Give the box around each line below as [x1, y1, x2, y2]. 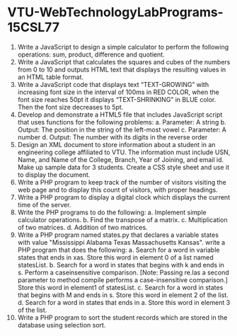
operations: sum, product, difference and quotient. [17, 50, 165, 59]
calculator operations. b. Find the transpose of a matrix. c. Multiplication [17, 215, 228, 224]
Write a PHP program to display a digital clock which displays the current [17, 192, 231, 202]
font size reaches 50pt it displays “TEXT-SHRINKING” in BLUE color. [17, 95, 216, 103]
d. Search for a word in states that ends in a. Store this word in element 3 [17, 298, 231, 306]
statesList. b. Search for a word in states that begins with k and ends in [17, 260, 225, 269]
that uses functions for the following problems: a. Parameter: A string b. [17, 117, 226, 126]
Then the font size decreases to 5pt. [17, 103, 124, 111]
